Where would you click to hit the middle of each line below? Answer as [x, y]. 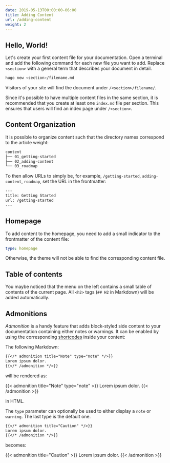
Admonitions [26, 314]
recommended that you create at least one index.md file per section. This [82, 103]
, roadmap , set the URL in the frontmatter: [64, 181]
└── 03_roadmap [22, 166]
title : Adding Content [29, 15]
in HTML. [15, 401]
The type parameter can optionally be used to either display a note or [78, 411]
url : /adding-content [28, 20]
